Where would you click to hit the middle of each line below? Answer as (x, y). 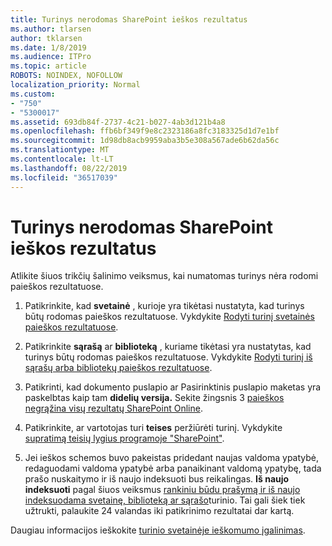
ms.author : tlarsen (51, 29)
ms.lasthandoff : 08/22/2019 (69, 168)
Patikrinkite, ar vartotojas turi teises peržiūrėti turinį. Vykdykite (153, 428)
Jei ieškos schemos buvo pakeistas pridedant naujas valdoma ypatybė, (172, 458)
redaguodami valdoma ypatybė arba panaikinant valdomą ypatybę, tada (173, 468)
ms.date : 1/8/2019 (48, 47)
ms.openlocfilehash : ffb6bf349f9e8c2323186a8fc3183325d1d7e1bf (145, 131)
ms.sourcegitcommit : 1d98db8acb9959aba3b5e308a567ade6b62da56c (145, 141)
